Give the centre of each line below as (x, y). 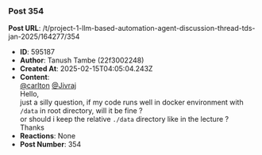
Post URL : (25, 28)
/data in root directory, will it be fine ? (81, 111)
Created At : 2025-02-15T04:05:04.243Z (86, 69)
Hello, (29, 94)
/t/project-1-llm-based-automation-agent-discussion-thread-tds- (149, 28)
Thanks (32, 127)
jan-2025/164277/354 (44, 36)
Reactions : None (48, 136)
